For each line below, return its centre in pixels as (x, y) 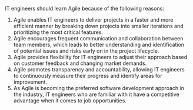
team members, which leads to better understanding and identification (99, 44)
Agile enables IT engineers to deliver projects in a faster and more (93, 20)
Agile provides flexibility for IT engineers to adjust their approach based (100, 57)
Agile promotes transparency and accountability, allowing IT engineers (99, 69)
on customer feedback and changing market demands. (80, 63)
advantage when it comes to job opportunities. (70, 101)
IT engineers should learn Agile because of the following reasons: (85, 8)
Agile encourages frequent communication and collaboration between (98, 38)
